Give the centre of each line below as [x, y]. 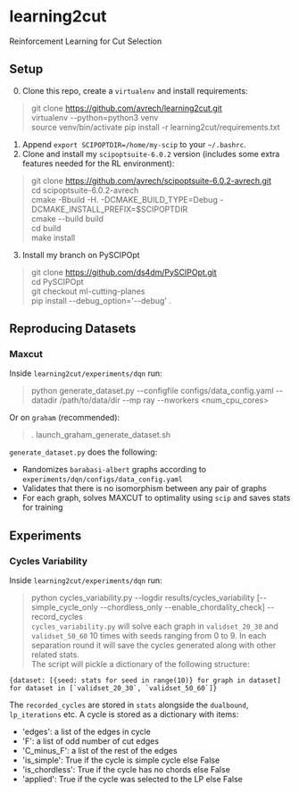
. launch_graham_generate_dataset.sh [101, 435]
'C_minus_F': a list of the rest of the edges [100, 751]
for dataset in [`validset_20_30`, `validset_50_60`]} [113, 689]
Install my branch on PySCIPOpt [81, 255]
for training [42, 507]
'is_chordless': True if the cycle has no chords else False [126, 770]
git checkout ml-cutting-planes [88, 291]
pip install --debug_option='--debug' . [101, 300]
